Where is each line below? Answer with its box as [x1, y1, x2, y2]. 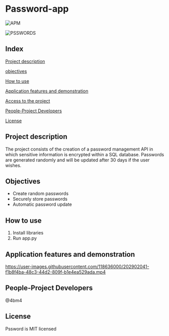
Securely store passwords [12, 196, 68, 202]
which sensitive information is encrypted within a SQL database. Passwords [5, 151, 164, 157]
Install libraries [12, 230, 44, 236]
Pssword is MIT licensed [5, 325, 57, 332]
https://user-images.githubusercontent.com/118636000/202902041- [5, 263, 149, 270]
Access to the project [5, 98, 50, 104]
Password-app [5, 3, 69, 15]
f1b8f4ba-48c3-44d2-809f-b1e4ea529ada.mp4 [5, 269, 106, 275]
